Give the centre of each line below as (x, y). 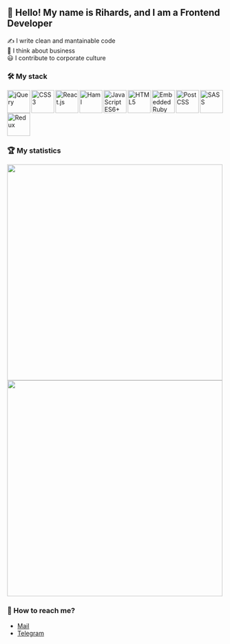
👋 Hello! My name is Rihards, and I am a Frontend (114, 13)
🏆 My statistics (34, 151)
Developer (30, 24)
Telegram (31, 633)
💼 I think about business (41, 50)
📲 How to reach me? (41, 611)
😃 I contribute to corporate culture (56, 58)
